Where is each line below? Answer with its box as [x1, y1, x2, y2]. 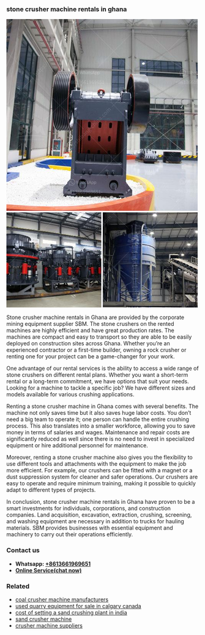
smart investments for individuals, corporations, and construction [6, 505, 171, 512]
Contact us [6, 546, 40, 555]
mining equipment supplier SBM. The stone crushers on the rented [6, 320, 174, 328]
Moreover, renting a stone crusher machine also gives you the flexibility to [6, 453, 193, 461]
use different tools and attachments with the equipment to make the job [6, 460, 187, 468]
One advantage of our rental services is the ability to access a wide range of [6, 364, 199, 372]
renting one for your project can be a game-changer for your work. [6, 353, 175, 360]
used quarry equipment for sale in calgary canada [15, 602, 142, 609]
